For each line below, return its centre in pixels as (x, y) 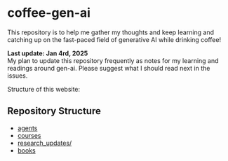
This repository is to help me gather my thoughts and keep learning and (111, 32)
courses (29, 135)
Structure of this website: (44, 89)
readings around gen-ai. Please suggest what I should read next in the (109, 68)
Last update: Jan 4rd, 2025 (48, 53)
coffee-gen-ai (49, 13)
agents (27, 128)
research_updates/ (45, 143)
